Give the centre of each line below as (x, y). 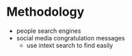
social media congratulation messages (70, 38)
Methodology (45, 12)
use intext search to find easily (70, 45)
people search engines (49, 31)
